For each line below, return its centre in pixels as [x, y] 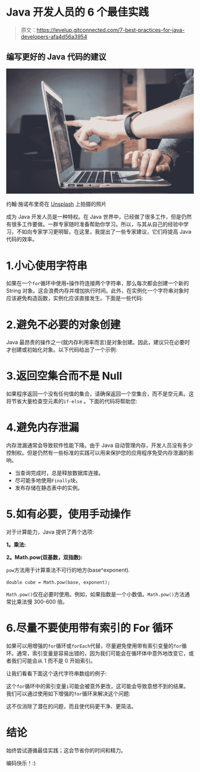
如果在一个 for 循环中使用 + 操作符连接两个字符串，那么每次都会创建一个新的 [98, 283]
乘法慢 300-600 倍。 [42, 602]
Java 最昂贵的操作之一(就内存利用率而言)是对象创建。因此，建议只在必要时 [98, 342]
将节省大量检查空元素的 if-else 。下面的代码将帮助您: [72, 402]
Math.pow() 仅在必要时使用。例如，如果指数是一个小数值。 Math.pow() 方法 [96, 595]
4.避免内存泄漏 [43, 428]
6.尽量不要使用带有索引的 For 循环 [90, 628]
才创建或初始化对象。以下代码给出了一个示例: [62, 350]
